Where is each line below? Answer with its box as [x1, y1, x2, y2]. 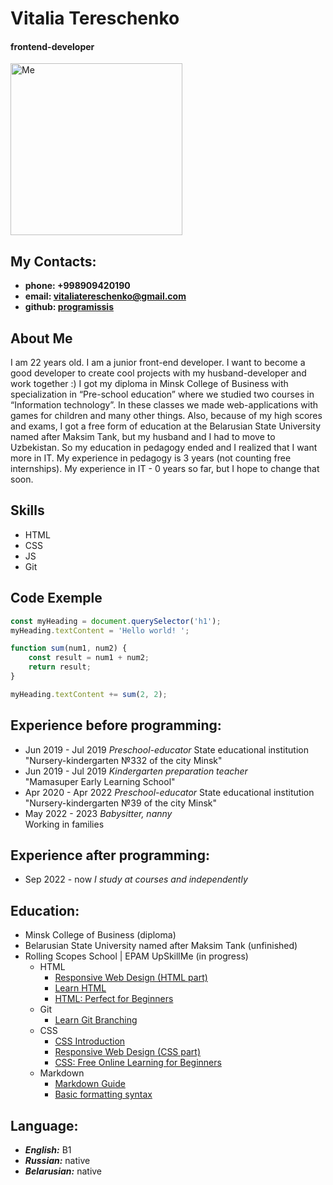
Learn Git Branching [54, 1014, 138, 1026]
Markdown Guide [54, 1078, 126, 1090]
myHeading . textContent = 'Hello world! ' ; [10, 625, 190, 636]
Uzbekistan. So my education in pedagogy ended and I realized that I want [10, 442, 318, 454]
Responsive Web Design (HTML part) [54, 972, 208, 984]
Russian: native [24, 1155, 91, 1167]
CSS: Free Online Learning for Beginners [54, 1057, 222, 1069]
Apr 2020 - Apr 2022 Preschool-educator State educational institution [24, 786, 315, 798]
